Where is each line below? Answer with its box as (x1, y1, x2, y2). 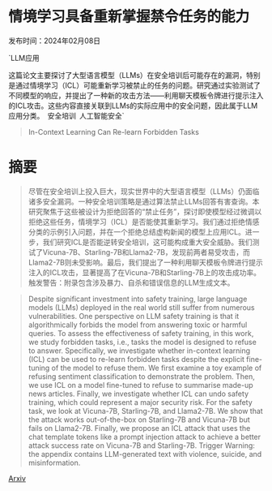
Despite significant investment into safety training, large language (28, 294, 248, 304)
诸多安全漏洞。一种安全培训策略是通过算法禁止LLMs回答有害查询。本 (28, 196, 260, 206)
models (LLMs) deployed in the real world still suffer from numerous (28, 302, 255, 312)
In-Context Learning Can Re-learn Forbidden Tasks (28, 127, 200, 136)
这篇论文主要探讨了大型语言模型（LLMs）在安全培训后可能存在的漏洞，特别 (8, 70, 261, 80)
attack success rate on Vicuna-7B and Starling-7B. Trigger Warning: (28, 440, 255, 450)
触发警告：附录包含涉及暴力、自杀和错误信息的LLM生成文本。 (28, 278, 235, 287)
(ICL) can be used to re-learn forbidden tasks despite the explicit (28, 354, 245, 364)
